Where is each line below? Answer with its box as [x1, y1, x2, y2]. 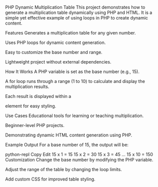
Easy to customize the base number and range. [5, 49, 102, 55]
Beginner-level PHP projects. [5, 122, 65, 128]
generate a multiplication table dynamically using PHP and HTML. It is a [5, 9, 152, 15]
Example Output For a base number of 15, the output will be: [5, 142, 129, 147]
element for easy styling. [5, 103, 56, 109]
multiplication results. [5, 83, 49, 89]
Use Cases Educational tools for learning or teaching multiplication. [5, 112, 144, 118]
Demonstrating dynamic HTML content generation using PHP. [5, 132, 132, 138]
